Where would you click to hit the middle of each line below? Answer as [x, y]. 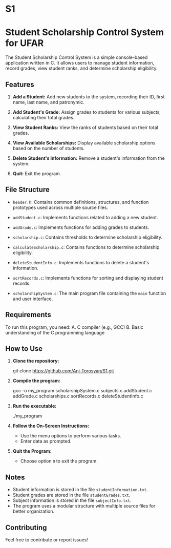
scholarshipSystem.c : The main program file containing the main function [89, 293]
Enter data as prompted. [46, 441]
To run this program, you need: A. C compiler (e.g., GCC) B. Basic [74, 327]
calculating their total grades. [44, 117]
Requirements [28, 315]
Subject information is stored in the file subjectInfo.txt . [72, 500]
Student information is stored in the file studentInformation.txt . [80, 490]
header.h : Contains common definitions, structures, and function [81, 202]
